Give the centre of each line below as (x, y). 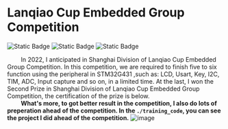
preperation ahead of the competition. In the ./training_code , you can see (114, 110)
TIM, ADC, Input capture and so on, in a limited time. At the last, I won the (111, 81)
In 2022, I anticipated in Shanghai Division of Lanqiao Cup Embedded (118, 59)
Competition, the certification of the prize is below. (78, 96)
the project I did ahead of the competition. (68, 117)
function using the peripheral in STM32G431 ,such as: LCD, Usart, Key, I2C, (113, 74)
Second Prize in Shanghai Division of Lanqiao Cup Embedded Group (103, 89)
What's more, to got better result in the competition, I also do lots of (118, 103)
